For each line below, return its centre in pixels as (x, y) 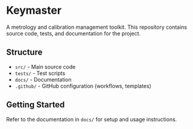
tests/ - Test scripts (40, 73)
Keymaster (34, 10)
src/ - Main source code (45, 67)
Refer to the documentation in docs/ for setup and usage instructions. (92, 119)
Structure (24, 52)
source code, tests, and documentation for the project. (73, 33)
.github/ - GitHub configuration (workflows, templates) (83, 86)
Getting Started (36, 105)
